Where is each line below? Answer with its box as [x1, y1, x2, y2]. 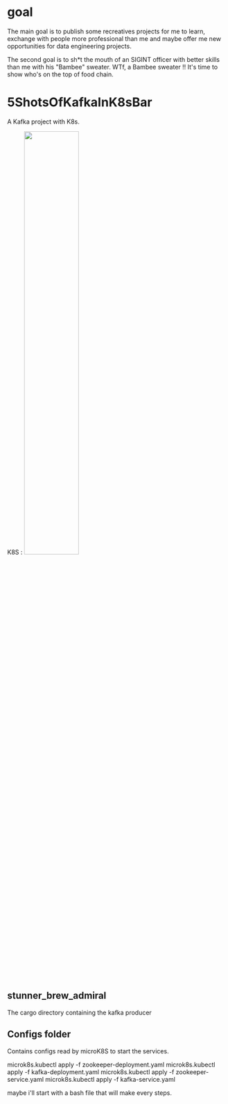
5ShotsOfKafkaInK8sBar [7, 94, 152, 110]
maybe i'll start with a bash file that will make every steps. [7, 1088, 172, 1097]
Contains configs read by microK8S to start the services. [7, 1046, 169, 1055]
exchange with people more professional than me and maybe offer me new [7, 34, 222, 42]
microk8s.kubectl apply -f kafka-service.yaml [44, 1075, 175, 1083]
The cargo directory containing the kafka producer [7, 1008, 152, 1017]
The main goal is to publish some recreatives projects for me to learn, [7, 27, 206, 35]
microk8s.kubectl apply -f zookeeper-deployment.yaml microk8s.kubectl [7, 1060, 216, 1069]
